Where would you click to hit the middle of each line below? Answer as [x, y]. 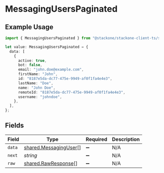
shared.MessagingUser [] [52, 147]
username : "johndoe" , [40, 97]
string [31, 155]
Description [126, 139]
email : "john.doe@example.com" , [51, 70]
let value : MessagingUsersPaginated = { [47, 47]
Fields [15, 125]
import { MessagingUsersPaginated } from [48, 38]
